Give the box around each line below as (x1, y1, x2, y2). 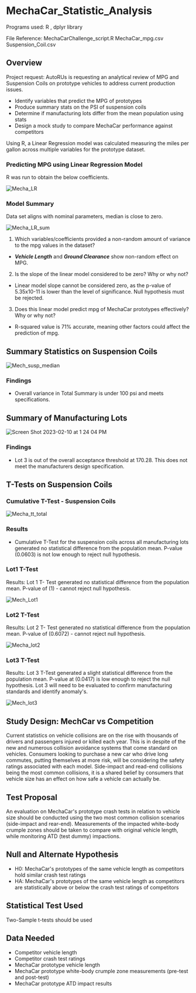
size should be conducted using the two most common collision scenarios (6, 814, 185, 821)
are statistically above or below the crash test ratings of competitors (14, 884, 180, 891)
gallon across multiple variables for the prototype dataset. (6, 146, 146, 153)
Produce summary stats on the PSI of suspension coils (14, 104, 146, 111)
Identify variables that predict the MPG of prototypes (14, 97, 142, 104)
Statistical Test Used (6, 901, 83, 911)
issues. (6, 86, 23, 93)
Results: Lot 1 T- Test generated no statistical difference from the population (6, 578, 190, 585)
